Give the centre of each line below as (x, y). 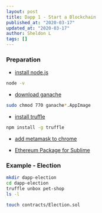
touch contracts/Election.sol (43, 205)
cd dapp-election (27, 183)
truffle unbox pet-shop (35, 189)
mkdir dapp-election (32, 178)
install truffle (30, 117)
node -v (16, 83)
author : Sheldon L (29, 34)
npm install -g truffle (35, 127)
